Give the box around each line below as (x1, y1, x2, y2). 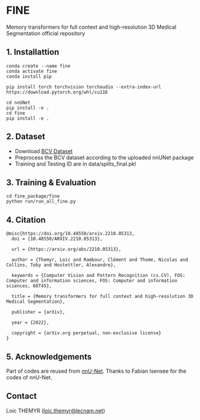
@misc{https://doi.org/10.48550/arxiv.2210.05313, (6, 231, 135, 237)
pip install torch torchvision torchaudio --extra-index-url (6, 84, 162, 90)
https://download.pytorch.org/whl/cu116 (6, 89, 109, 95)
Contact (6, 391, 37, 401)
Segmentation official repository (6, 29, 85, 36)
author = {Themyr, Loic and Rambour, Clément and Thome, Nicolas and (11, 257, 188, 263)
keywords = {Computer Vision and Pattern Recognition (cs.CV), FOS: (11, 273, 186, 279)
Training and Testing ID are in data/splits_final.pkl (14, 160, 136, 168)
